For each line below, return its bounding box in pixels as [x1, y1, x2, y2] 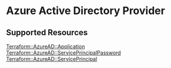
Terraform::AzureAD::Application [6, 43, 85, 50]
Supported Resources [6, 28, 88, 38]
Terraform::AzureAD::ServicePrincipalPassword [6, 49, 122, 56]
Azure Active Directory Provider [6, 4, 166, 18]
